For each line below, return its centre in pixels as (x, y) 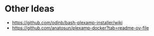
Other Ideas (29, 9)
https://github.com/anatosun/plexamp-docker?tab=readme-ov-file (80, 27)
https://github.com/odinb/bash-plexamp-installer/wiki (67, 22)
